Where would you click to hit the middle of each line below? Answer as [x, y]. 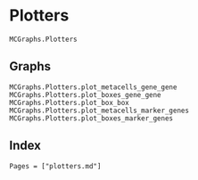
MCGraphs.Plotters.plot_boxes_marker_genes [91, 118]
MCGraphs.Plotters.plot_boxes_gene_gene [86, 94]
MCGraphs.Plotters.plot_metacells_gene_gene [93, 87]
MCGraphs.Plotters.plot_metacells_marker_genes [99, 110]
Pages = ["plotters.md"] [55, 166]
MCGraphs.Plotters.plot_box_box [69, 102]
